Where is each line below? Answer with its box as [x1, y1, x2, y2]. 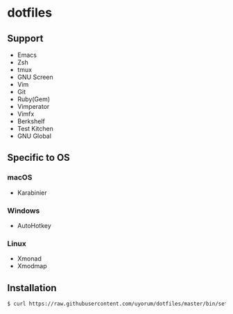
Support [7, 33, 44, 44]
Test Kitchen [17, 125, 53, 132]
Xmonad [17, 254, 42, 263]
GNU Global [17, 132, 52, 140]
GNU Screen [17, 73, 53, 81]
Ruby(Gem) [17, 95, 51, 103]
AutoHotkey [17, 221, 52, 229]
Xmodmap [17, 262, 47, 270]
